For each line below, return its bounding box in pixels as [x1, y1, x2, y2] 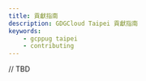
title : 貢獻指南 [8, 11, 58, 20]
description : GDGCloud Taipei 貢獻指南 [8, 19, 139, 28]
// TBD [8, 64, 31, 74]
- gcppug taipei [23, 34, 79, 43]
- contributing [23, 42, 75, 50]
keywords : [8, 27, 42, 35]
